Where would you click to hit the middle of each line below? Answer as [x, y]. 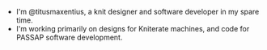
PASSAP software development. [69, 37]
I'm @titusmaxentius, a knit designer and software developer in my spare [138, 12]
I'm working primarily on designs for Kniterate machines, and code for [133, 29]
